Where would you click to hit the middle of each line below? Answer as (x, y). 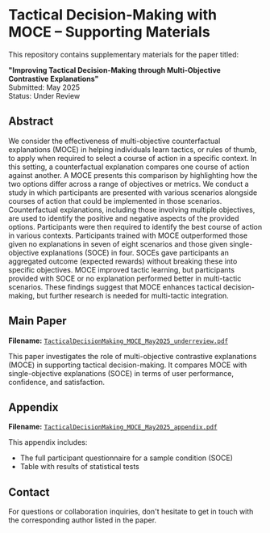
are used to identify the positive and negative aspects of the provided (124, 218)
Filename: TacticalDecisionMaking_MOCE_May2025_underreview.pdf (118, 341)
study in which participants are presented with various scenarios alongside (133, 192)
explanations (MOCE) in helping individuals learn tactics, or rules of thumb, (133, 149)
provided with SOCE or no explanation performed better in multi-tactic (125, 278)
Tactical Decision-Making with (113, 15)
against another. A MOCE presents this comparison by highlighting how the (133, 175)
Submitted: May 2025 (44, 87)
